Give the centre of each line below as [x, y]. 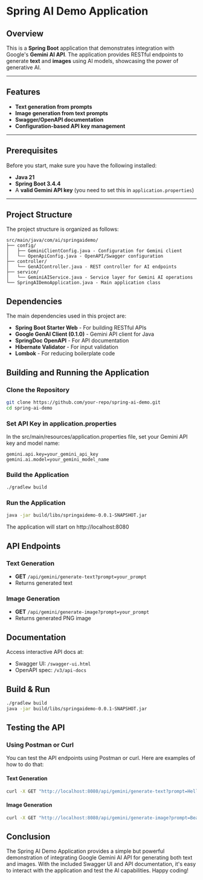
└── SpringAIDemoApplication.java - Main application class [84, 283]
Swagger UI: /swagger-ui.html [53, 664]
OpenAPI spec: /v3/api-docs [50, 670]
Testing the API [36, 728]
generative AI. [24, 67]
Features [23, 92]
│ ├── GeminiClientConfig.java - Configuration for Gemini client [94, 251]
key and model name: [33, 443]
